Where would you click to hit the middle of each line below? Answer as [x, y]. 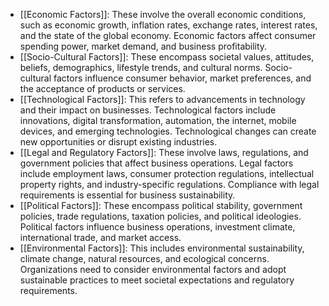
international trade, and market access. [100, 237]
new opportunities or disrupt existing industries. [118, 142]
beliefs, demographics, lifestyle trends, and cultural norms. [141, 67]
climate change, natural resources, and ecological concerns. [144, 258]
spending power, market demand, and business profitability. [143, 46]
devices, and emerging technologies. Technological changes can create [168, 131]
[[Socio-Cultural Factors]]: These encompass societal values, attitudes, [167, 57]
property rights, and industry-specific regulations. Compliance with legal [169, 184]
